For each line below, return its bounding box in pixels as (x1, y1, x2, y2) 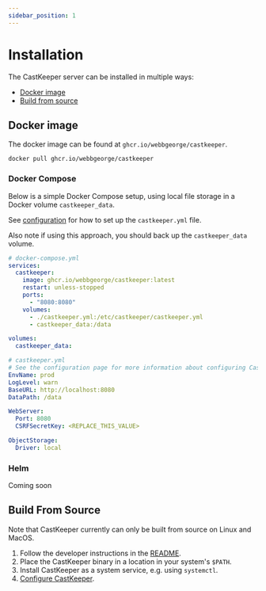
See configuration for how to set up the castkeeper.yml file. (8, 215, 202, 224)
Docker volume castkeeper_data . (8, 200, 115, 209)
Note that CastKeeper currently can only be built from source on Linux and (8, 524, 252, 534)
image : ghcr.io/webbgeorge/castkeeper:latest (22, 276, 176, 284)
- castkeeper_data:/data (28, 320, 112, 329)
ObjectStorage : (8, 437, 59, 444)
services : (8, 261, 41, 269)
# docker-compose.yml (8, 254, 80, 262)
